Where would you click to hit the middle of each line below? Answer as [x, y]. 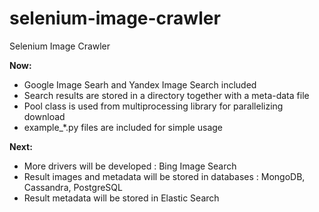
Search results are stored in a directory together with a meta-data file [166, 95]
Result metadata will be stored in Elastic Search [121, 198]
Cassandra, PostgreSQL [73, 187]
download [44, 116]
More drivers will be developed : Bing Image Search [130, 166]
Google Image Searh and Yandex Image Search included [140, 84]
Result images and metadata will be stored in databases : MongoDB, [164, 176]
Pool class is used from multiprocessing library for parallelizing [153, 106]
